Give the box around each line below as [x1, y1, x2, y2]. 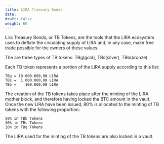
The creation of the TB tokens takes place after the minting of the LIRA [5, 91, 149, 97]
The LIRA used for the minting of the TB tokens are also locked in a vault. [5, 134, 154, 140]
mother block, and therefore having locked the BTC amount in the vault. [5, 96, 151, 102]
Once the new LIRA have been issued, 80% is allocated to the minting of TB [5, 102, 159, 108]
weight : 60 [5, 21, 28, 26]
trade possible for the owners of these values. [5, 45, 99, 51]
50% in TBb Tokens [5, 116, 43, 121]
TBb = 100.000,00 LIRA [5, 82, 58, 87]
